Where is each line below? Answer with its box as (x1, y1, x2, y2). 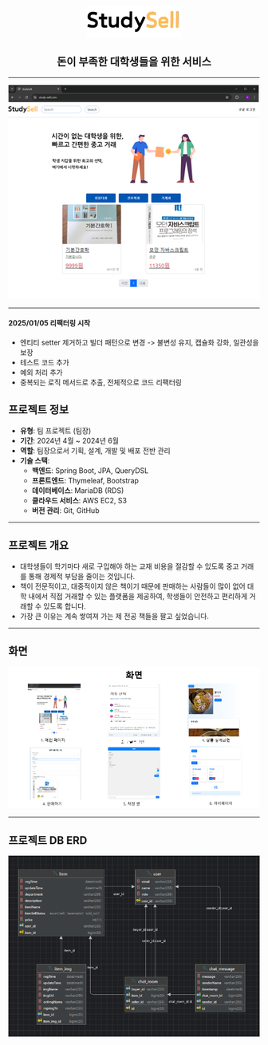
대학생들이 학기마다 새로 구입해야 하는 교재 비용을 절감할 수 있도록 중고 (19, 561, 239, 571)
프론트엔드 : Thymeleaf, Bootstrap (31, 475, 140, 485)
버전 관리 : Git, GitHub (31, 505, 100, 515)
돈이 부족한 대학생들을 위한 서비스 (57, 55, 211, 69)
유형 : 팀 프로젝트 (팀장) (19, 425, 92, 436)
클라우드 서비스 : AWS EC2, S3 (31, 495, 128, 505)
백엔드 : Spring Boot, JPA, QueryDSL (31, 465, 149, 475)
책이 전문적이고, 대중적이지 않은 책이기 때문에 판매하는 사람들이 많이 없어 (19, 581, 246, 591)
